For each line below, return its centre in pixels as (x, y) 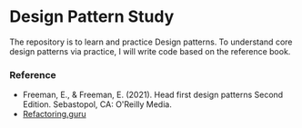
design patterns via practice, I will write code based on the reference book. (150, 51)
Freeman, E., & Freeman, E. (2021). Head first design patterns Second (153, 95)
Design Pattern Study (92, 17)
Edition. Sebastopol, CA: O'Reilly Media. (97, 104)
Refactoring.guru (54, 114)
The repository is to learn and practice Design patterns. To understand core (151, 42)
